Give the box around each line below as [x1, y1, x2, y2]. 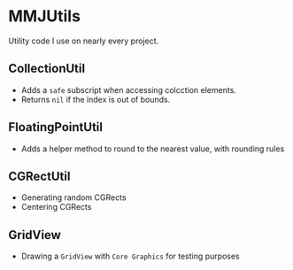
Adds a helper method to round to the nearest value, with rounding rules [20, 143, 285, 154]
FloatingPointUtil [8, 120, 104, 135]
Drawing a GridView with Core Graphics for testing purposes [20, 251, 240, 262]
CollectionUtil [8, 61, 86, 76]
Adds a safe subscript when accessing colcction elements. [20, 84, 236, 95]
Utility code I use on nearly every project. [8, 35, 159, 46]
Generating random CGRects [20, 192, 127, 203]
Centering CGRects [20, 202, 92, 212]
